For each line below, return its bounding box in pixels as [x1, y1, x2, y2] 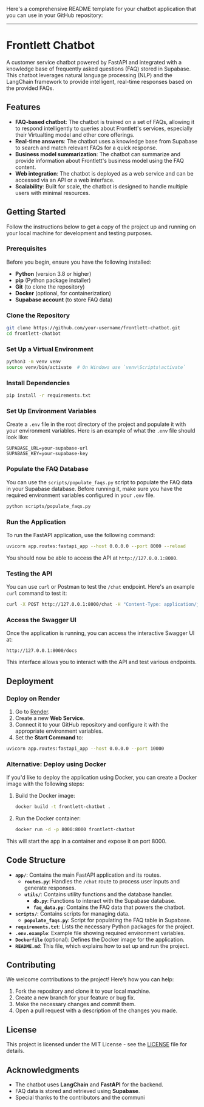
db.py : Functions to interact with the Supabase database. [33, 897, 176, 904]
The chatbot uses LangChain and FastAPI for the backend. [15, 1081, 164, 1088]
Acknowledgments [6, 1064, 80, 1075]
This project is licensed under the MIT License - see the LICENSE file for [6, 1041, 187, 1048]
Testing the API [6, 569, 53, 578]
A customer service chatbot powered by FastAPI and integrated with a [6, 58, 182, 66]
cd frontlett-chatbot [6, 331, 61, 337]
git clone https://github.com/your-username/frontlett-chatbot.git [6, 325, 181, 331]
